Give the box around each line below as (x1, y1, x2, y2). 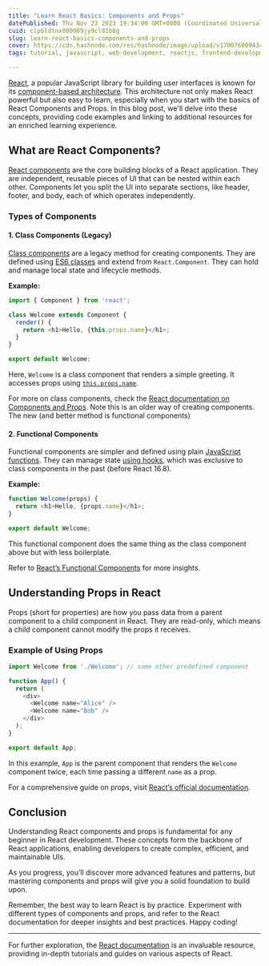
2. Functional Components (8, 429, 98, 439)
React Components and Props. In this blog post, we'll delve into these (8, 103, 238, 113)
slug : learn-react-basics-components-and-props (8, 34, 171, 42)
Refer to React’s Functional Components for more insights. (8, 563, 201, 572)
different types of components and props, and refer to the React (8, 909, 220, 919)
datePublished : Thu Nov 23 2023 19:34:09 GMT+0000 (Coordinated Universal (8, 19, 263, 27)
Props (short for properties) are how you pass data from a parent (8, 607, 223, 617)
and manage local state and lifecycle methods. (8, 265, 162, 275)
